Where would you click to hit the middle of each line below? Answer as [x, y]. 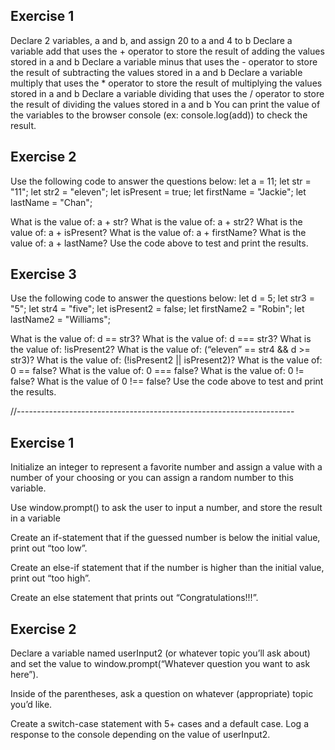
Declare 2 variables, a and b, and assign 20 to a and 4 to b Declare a [151, 40]
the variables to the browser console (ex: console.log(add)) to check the [159, 115]
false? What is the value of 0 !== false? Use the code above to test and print [167, 381]
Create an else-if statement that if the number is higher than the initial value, [167, 568]
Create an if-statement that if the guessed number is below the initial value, [165, 538]
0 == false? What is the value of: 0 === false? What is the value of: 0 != [157, 371]
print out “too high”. [50, 578]
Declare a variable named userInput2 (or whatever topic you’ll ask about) [160, 653]
